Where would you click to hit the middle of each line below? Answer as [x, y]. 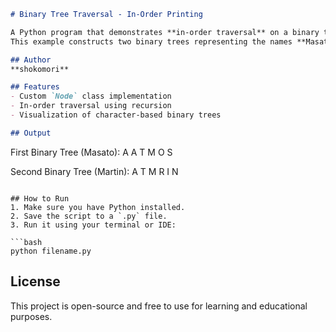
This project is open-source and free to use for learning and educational [159, 306]
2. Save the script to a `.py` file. [89, 216]
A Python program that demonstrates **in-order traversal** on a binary [165, 32]
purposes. [31, 316]
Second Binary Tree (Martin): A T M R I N [94, 171]
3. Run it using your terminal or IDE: [93, 225]
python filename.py [51, 251]
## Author [31, 60]
